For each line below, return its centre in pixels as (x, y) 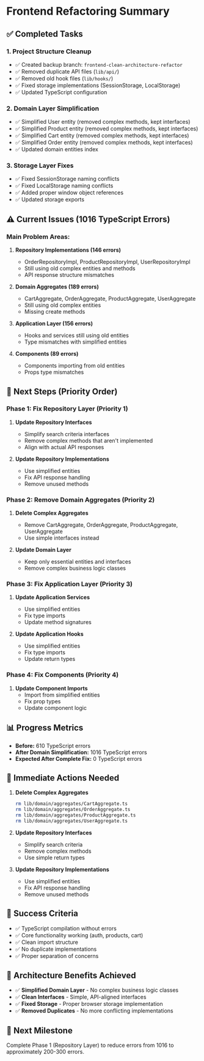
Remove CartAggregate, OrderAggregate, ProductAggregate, (101, 525)
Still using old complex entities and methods (80, 268)
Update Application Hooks (49, 634)
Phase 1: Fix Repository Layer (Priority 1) (67, 409)
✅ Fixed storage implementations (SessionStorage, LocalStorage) (98, 85)
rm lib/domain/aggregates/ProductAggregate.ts (75, 815)
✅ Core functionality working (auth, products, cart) (79, 935)
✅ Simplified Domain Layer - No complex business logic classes (97, 990)
